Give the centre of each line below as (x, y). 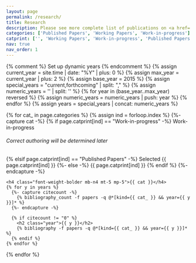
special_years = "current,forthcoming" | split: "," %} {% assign (81, 85)
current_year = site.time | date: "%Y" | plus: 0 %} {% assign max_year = (93, 72)
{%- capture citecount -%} (44, 192)
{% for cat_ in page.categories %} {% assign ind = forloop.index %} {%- (94, 115)
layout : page (22, 11)
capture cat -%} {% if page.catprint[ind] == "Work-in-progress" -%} (89, 121)
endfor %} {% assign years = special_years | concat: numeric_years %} (92, 104)
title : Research (26, 22)
